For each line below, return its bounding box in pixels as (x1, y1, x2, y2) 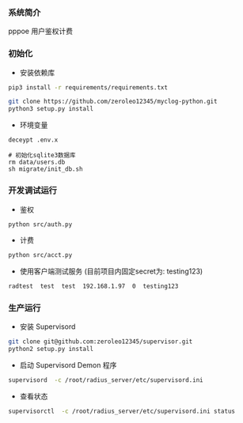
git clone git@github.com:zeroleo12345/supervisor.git (8, 338, 193, 346)
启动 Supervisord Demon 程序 (19, 361, 117, 370)
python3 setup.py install (8, 105, 93, 113)
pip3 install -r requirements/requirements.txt (8, 83, 169, 92)
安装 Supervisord (19, 322, 76, 331)
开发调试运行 (8, 185, 58, 196)
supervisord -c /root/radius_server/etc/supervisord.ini (8, 376, 203, 384)
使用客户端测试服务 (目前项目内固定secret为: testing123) (19, 266, 203, 276)
